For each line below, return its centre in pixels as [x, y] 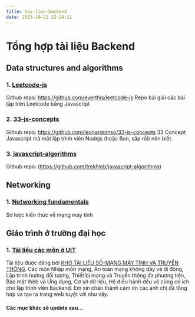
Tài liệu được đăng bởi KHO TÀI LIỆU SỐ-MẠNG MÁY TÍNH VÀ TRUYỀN [92, 263]
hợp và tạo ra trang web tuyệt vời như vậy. [57, 294]
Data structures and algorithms [65, 68]
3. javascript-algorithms [42, 153]
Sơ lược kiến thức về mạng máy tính [49, 215]
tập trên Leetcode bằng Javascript [48, 104]
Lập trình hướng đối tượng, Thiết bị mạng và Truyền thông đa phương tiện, [96, 276]
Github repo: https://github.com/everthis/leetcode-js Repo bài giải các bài [96, 97]
